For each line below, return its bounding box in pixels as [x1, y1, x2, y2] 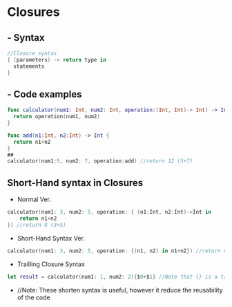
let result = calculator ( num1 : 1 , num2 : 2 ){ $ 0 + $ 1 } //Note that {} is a [7, 273, 218, 280]
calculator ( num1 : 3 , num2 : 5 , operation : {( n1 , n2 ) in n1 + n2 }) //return [7, 247, 221, 254]
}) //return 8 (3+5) [7, 221, 67, 228]
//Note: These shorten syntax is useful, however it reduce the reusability [17, 286, 223, 294]
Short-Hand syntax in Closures [7, 177, 144, 189]
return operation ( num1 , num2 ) [13, 113, 100, 120]
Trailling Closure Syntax [17, 260, 85, 268]
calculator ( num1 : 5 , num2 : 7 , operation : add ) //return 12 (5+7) [7, 158, 193, 165]
